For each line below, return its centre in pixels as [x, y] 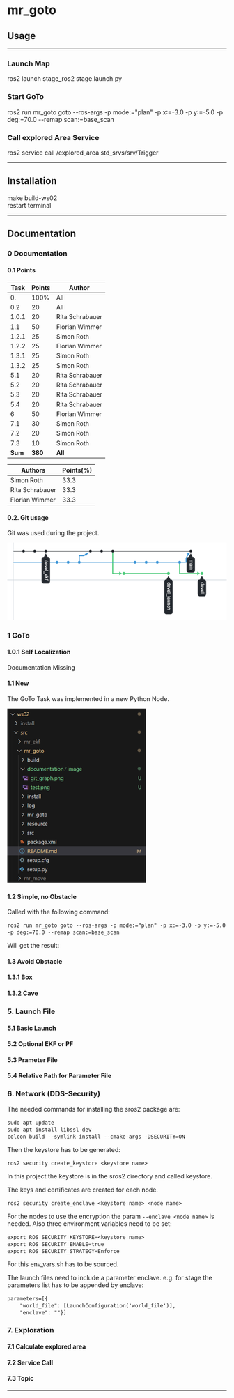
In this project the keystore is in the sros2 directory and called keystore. [110, 1176]
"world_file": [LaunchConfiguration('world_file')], [98, 1305]
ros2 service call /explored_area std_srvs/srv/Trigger [83, 153]
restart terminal [29, 205]
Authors [33, 470]
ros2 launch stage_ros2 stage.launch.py [65, 79]
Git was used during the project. [53, 533]
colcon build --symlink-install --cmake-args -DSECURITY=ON [96, 1137]
